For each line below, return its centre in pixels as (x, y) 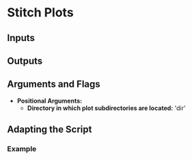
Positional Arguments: (50, 101)
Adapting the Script (50, 130)
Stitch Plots (40, 13)
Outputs (25, 61)
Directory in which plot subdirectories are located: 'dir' (106, 108)
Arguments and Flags (54, 84)
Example (22, 149)
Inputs (21, 38)
